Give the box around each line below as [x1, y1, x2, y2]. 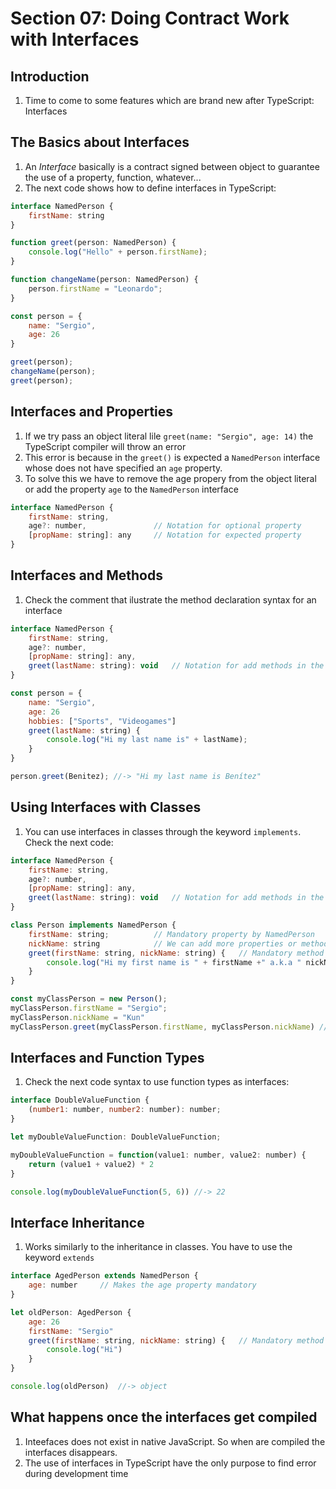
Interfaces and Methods [10, 567, 163, 584]
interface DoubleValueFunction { [10, 1095, 150, 1106]
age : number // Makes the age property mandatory [28, 1280, 257, 1291]
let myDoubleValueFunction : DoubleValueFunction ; [10, 1132, 222, 1142]
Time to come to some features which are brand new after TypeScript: [24, 95, 315, 106]
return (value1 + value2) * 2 [28, 1159, 155, 1169]
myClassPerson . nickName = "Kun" [10, 1012, 145, 1022]
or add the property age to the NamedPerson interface [24, 483, 239, 495]
